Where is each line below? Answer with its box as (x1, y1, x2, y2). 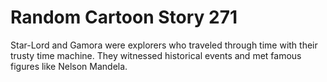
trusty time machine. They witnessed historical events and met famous (10, 49, 302, 61)
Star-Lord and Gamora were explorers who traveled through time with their (10, 39, 318, 51)
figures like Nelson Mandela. (10, 60, 128, 72)
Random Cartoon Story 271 (10, 6, 238, 29)
